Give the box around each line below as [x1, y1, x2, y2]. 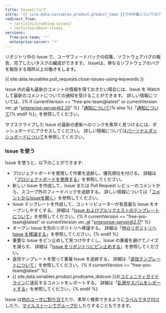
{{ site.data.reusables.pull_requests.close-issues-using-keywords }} [5, 76, 144, 82]
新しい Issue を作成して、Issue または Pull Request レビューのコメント [12, 183, 157, 189]
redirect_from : [5, 16, 37, 21]
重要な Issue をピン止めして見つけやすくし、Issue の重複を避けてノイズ [12, 237, 159, 243]
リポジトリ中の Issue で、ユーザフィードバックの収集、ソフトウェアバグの [5, 53, 157, 59]
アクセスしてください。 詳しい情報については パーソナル [35, 127, 149, 134]
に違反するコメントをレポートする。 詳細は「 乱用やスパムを [25, 280, 148, 286]
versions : [5, 30, 26, 35]
